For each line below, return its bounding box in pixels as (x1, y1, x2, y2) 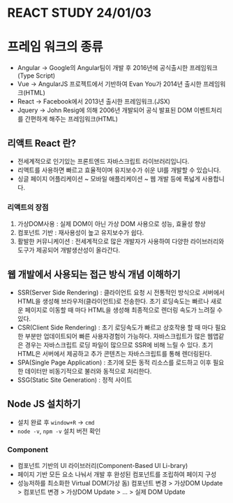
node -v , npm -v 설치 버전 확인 (17, 427, 101, 435)
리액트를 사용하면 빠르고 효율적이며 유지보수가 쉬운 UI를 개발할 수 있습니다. (17, 166, 221, 174)
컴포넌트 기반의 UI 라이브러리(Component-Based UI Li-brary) (17, 462, 188, 470)
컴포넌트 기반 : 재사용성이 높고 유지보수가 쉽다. (17, 229, 144, 237)
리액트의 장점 (7, 202, 49, 212)
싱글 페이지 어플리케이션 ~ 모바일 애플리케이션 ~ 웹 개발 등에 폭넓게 (17, 174, 201, 183)
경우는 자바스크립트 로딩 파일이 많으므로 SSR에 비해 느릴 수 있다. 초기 (24, 341, 213, 349)
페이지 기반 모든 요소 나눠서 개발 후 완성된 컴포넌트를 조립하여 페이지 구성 (17, 470, 217, 479)
